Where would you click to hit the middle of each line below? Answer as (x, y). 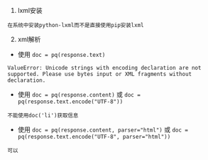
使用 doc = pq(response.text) (61, 54)
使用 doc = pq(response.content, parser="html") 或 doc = (103, 129)
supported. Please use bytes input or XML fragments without (100, 74)
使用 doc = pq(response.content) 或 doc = (79, 94)
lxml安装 (30, 10)
